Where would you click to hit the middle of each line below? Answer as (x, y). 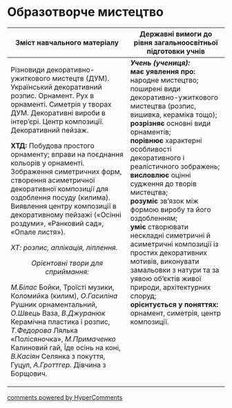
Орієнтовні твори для (67, 263)
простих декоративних (168, 253)
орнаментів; (151, 132)
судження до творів (163, 184)
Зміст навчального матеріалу (67, 42)
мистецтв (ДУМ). (81, 78)
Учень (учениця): (160, 63)
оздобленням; (154, 218)
